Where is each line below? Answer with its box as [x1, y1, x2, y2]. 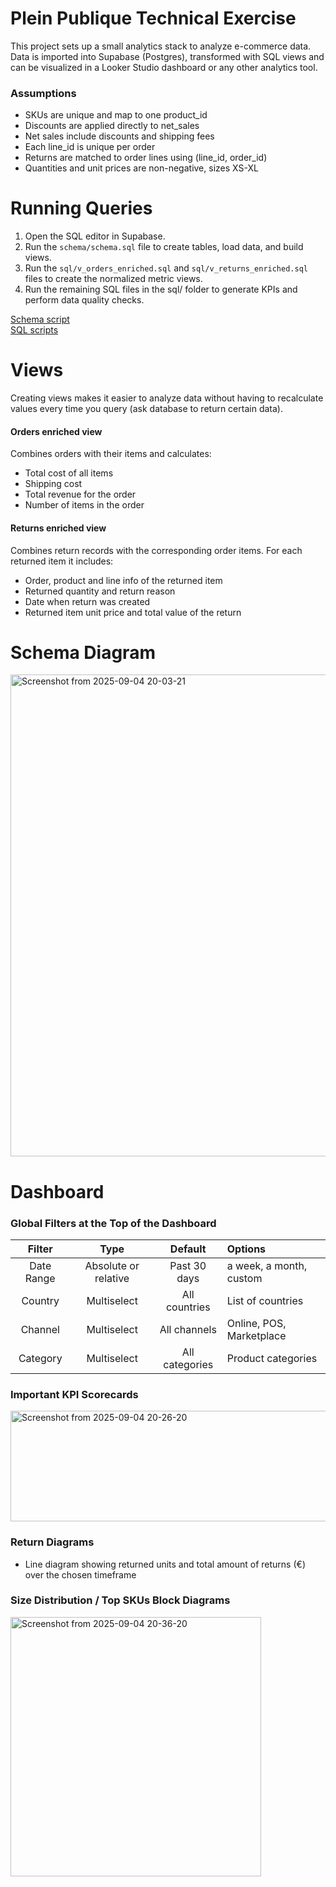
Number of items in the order [24, 499, 145, 511]
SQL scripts [10, 324, 59, 336]
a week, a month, [226, 1258, 308, 1272]
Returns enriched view [10, 522, 107, 534]
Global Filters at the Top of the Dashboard [10, 1216, 217, 1230]
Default [169, 1242, 207, 1256]
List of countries [226, 1293, 304, 1307]
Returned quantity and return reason [24, 585, 176, 597]
